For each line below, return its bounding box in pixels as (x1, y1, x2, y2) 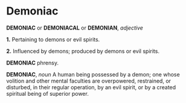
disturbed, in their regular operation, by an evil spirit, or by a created (6, 83, 176, 91)
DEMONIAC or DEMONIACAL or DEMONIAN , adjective (6, 24, 144, 31)
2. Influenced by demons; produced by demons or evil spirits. (6, 47, 160, 55)
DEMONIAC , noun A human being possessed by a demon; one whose (6, 70, 180, 78)
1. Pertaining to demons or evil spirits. (6, 36, 100, 43)
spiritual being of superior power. (6, 90, 89, 97)
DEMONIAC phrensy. (6, 59, 59, 66)
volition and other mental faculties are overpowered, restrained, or (6, 77, 171, 84)
